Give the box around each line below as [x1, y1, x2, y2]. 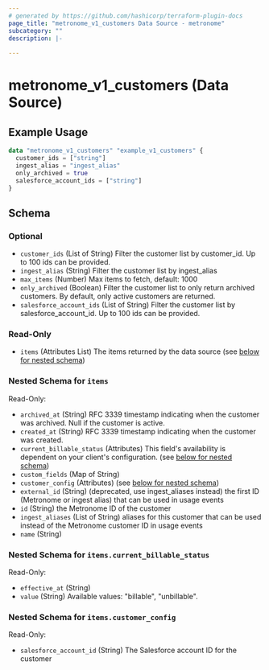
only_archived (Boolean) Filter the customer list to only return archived [19, 283, 255, 293]
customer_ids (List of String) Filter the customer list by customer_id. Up [19, 249, 256, 258]
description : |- [8, 34, 63, 43]
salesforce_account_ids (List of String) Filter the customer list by [19, 300, 236, 310]
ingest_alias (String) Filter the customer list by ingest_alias [19, 266, 217, 276]
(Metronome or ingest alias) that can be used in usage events [19, 495, 224, 504]
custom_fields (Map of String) [19, 469, 120, 479]
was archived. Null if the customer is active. [19, 417, 165, 427]
